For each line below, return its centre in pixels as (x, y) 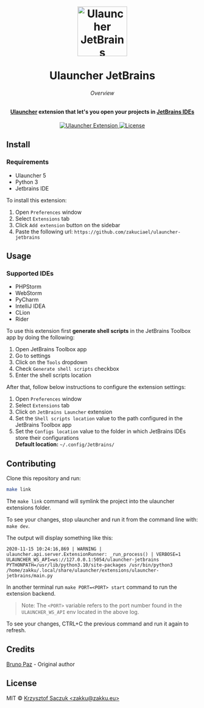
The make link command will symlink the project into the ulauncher (90, 502)
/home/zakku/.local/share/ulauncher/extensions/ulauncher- (83, 571)
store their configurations (47, 438)
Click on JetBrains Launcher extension (64, 412)
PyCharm (27, 300)
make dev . (18, 526)
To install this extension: (37, 200)
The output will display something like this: (60, 538)
